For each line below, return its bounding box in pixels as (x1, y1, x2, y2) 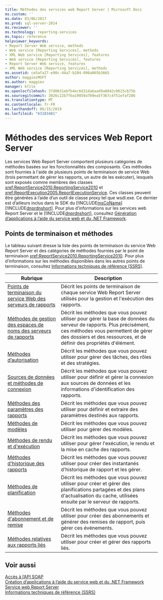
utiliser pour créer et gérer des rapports (61, 538, 151, 545)
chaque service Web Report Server (61, 289, 141, 296)
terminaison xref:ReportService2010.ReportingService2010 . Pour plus (5, 253, 144, 258)
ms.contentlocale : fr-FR (5, 102, 55, 107)
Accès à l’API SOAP (5, 574, 44, 580)
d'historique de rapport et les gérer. (61, 466, 142, 473)
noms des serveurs (7, 327, 51, 334)
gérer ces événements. (61, 524, 114, 531)
